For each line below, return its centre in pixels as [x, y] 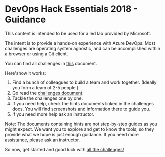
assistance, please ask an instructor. [43, 140]
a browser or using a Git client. [37, 54]
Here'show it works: [26, 73]
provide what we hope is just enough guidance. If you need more [72, 134]
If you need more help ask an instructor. [53, 114]
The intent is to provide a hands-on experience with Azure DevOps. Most [80, 43]
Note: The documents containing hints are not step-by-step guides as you [81, 124]
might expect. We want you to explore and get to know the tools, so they [80, 129]
